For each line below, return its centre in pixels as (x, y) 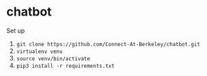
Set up (16, 31)
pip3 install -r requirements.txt (65, 66)
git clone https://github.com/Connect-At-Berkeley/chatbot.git (108, 44)
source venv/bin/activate (53, 58)
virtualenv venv (39, 52)
